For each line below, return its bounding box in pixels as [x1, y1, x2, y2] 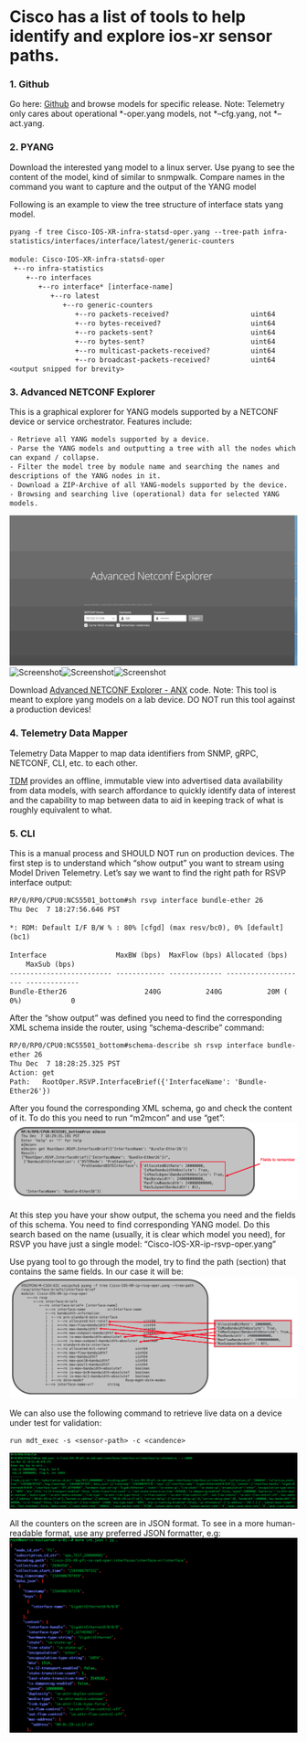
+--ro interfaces [26, 272, 92, 282]
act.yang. [9, 118, 46, 129]
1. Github [9, 78, 50, 90]
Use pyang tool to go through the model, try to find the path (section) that [9, 1256, 286, 1267]
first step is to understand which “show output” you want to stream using [9, 857, 285, 868]
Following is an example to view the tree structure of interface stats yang [9, 198, 284, 209]
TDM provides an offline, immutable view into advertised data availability [9, 775, 283, 786]
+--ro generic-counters [62, 300, 153, 310]
